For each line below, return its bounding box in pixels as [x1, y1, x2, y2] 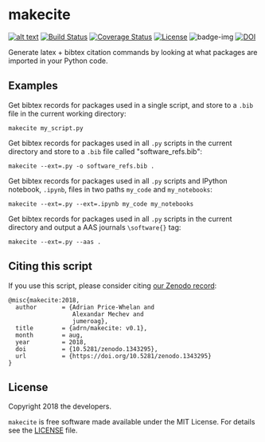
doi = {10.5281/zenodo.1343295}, [15, 345, 158, 353]
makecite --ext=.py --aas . [8, 238, 102, 246]
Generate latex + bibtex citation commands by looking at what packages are [8, 47, 258, 57]
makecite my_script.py [8, 124, 84, 132]
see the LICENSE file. [8, 425, 78, 436]
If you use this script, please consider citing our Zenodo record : [8, 281, 217, 290]
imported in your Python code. [8, 56, 108, 65]
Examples [8, 79, 58, 93]
